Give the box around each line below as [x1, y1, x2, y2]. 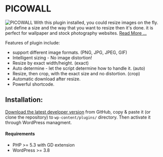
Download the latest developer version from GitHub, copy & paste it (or [5, 109, 151, 115]
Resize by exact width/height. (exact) [12, 60, 89, 66]
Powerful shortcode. [12, 81, 55, 87]
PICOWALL [5, 3, 51, 14]
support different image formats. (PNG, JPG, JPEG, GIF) [12, 49, 128, 55]
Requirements [5, 131, 35, 137]
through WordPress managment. [5, 119, 72, 125]
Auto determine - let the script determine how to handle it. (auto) [12, 65, 146, 71]
